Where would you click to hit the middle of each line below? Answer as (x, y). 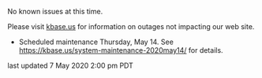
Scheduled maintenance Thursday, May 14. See (96, 42)
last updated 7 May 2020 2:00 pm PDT (70, 65)
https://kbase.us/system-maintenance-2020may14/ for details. (121, 50)
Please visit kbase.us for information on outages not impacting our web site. (131, 26)
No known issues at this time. (55, 11)
